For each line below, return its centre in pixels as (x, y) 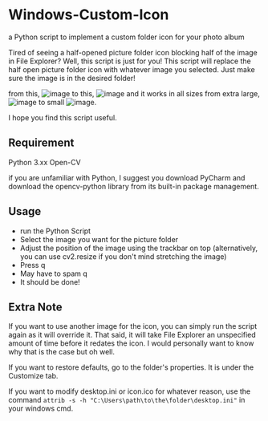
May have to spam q (54, 273)
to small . (68, 102)
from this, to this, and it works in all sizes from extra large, (134, 93)
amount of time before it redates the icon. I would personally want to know (131, 343)
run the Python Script (55, 231)
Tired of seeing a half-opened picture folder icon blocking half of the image (133, 52)
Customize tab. (33, 376)
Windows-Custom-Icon (89, 15)
